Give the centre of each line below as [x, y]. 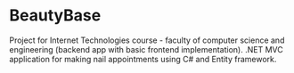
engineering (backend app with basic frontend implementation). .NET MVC [146, 49]
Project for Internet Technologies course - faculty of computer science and [147, 40]
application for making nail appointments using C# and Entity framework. [143, 59]
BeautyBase [55, 16]
